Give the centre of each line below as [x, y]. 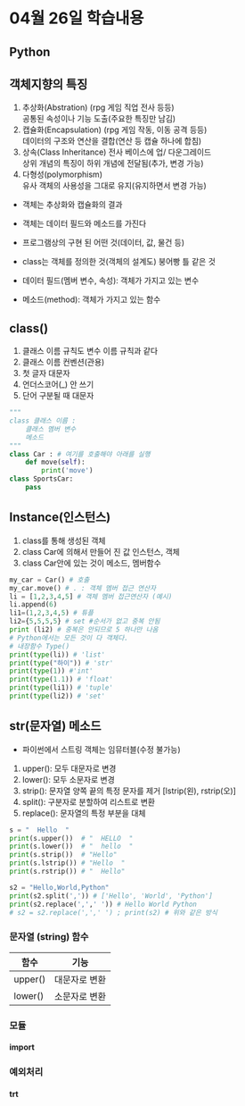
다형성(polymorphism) [62, 174]
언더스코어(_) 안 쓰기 [58, 384]
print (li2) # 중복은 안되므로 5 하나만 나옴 [84, 630]
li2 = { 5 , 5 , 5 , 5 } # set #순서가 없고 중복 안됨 [85, 622]
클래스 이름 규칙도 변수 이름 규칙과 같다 [90, 351]
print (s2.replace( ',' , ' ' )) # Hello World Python [103, 904]
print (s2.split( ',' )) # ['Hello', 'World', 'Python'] [111, 896]
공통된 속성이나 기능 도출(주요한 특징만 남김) [99, 119]
